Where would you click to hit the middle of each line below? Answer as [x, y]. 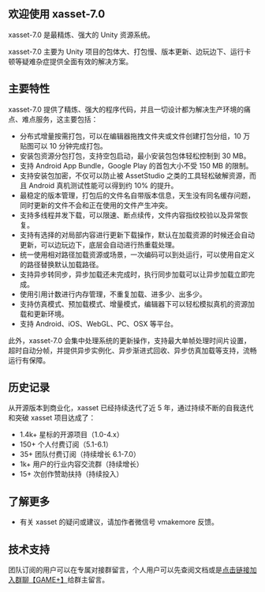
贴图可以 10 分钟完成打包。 [63, 145]
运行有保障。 [29, 360]
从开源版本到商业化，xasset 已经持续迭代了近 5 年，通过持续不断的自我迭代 [131, 408]
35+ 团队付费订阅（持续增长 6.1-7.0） [80, 454]
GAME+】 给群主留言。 [72, 580]
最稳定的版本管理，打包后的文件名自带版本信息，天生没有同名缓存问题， [137, 195]
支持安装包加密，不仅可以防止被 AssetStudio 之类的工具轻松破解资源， [134, 175]
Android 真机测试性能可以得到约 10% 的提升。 [103, 185]
